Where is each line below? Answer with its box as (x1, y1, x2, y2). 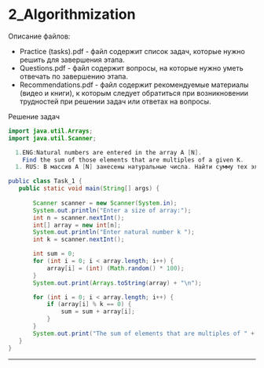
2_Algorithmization (8, 5, 136, 24)
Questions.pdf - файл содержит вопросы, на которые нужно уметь (19, 63, 244, 72)
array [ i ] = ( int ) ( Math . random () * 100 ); (46, 264, 185, 272)
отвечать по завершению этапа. (19, 71, 128, 81)
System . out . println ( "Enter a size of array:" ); (32, 206, 192, 214)
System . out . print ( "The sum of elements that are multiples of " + (32, 330, 255, 337)
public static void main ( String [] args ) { (18, 184, 159, 193)
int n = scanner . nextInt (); (32, 213, 125, 221)
